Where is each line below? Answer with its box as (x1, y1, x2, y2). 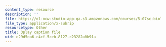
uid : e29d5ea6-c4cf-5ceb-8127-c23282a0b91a (5, 35, 96, 40)
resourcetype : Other (5, 25, 48, 30)
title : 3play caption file (5, 30, 61, 35)
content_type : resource (5, 7, 54, 12)
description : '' (5, 12, 39, 17)
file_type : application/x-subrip (5, 21, 74, 26)
